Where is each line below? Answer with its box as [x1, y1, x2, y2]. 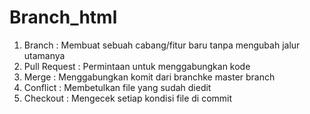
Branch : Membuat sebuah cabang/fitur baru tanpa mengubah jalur [23, 39, 301, 51]
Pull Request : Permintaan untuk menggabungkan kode [23, 60, 251, 72]
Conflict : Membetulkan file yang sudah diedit [23, 81, 212, 93]
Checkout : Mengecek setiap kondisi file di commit [23, 92, 233, 104]
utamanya [23, 49, 66, 61]
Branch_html [9, 6, 118, 29]
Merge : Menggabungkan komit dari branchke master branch [23, 71, 276, 83]
